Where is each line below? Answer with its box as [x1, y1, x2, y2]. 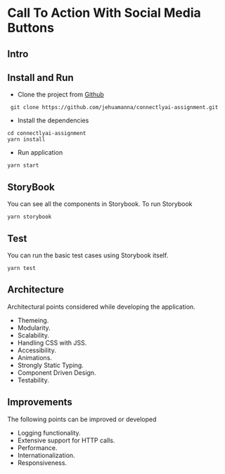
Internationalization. [17, 451, 75, 459]
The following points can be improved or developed [7, 415, 157, 423]
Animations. [17, 353, 53, 361]
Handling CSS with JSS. [17, 338, 87, 347]
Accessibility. [17, 346, 56, 354]
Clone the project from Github [17, 90, 104, 99]
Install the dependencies [17, 116, 89, 124]
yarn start [7, 162, 39, 169]
